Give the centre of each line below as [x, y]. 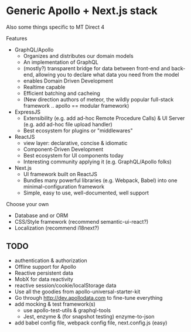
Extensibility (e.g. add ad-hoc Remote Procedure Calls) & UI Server [104, 118]
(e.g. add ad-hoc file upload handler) [68, 124]
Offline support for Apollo [45, 266]
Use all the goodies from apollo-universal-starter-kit [77, 292]
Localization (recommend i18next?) [57, 228]
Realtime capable [44, 87]
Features [17, 38]
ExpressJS [28, 112]
